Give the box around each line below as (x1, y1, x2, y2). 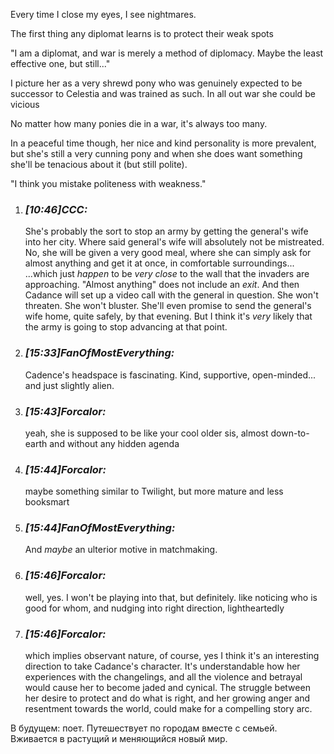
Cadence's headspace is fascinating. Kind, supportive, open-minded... (24, 369, 317, 381)
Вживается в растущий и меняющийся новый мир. (10, 733, 228, 745)
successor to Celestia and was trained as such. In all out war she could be (10, 88, 316, 99)
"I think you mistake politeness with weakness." (10, 178, 207, 189)
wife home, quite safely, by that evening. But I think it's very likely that (24, 310, 313, 323)
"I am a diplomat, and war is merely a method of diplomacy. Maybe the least (10, 47, 324, 59)
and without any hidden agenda (49, 437, 180, 449)
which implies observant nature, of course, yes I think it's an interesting (24, 650, 320, 662)
